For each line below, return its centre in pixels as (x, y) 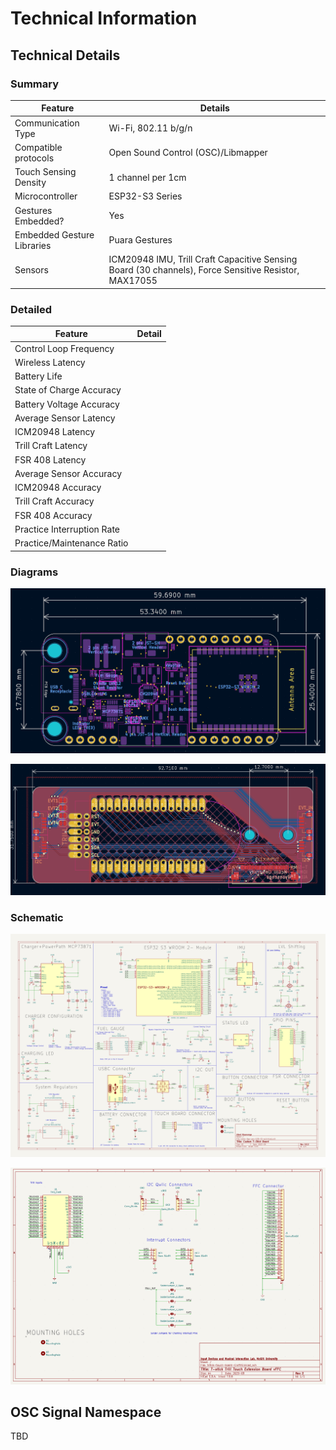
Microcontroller (46, 196)
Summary (35, 84)
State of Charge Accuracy (68, 390)
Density (30, 183)
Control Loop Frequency (64, 348)
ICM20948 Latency (55, 432)
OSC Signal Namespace (86, 1412)
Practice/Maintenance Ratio (71, 543)
